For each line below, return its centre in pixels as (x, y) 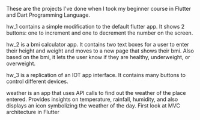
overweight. (21, 63)
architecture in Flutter (33, 112)
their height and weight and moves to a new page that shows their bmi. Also (100, 51)
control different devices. (37, 81)
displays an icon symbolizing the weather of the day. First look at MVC (93, 106)
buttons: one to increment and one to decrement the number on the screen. (100, 33)
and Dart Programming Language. (48, 15)
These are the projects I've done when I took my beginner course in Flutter (98, 9)
